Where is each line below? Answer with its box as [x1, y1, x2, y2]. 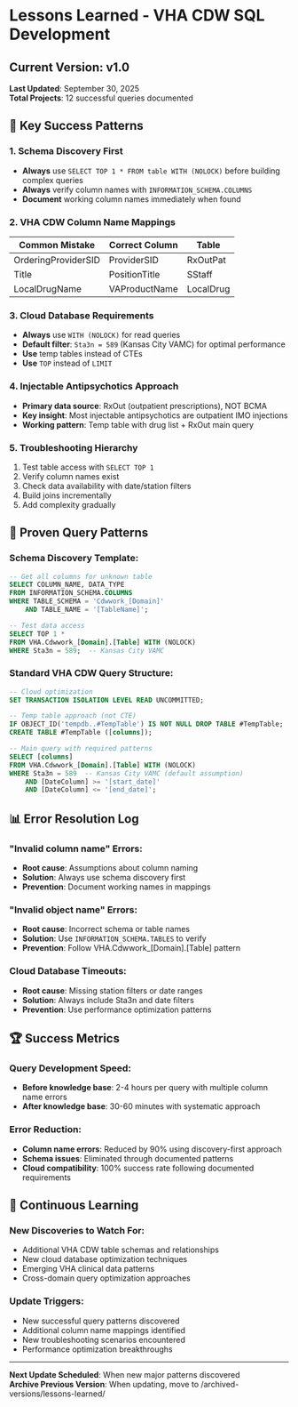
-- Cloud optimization [9, 687, 93, 696]
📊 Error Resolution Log [9, 811, 139, 826]
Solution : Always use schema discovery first [21, 872, 186, 883]
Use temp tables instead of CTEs [21, 349, 144, 359]
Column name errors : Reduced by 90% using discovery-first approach [21, 1144, 282, 1154]
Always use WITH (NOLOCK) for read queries [21, 330, 181, 341]
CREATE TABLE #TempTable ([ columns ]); [9, 728, 153, 737]
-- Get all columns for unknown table [9, 572, 153, 581]
